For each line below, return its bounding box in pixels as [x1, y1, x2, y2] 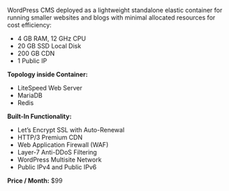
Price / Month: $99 [7, 176, 63, 185]
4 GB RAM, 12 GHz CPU [17, 34, 86, 43]
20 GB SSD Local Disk [17, 42, 82, 50]
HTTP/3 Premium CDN [17, 133, 82, 141]
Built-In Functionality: [7, 112, 72, 120]
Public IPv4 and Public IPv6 [17, 163, 97, 171]
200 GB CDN [17, 49, 55, 57]
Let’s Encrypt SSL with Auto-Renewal [17, 126, 125, 134]
